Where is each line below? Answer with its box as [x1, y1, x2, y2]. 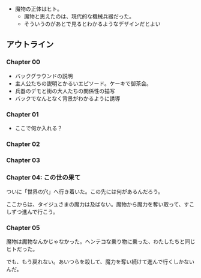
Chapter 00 [6, 58, 41, 66]
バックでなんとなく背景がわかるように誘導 [14, 95, 121, 102]
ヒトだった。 [6, 246, 38, 253]
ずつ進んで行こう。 [11, 208, 59, 216]
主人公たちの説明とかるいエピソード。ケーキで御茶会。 [14, 80, 152, 87]
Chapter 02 [6, 140, 40, 148]
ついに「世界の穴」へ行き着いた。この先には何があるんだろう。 [6, 188, 164, 195]
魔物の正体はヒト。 [14, 5, 63, 12]
